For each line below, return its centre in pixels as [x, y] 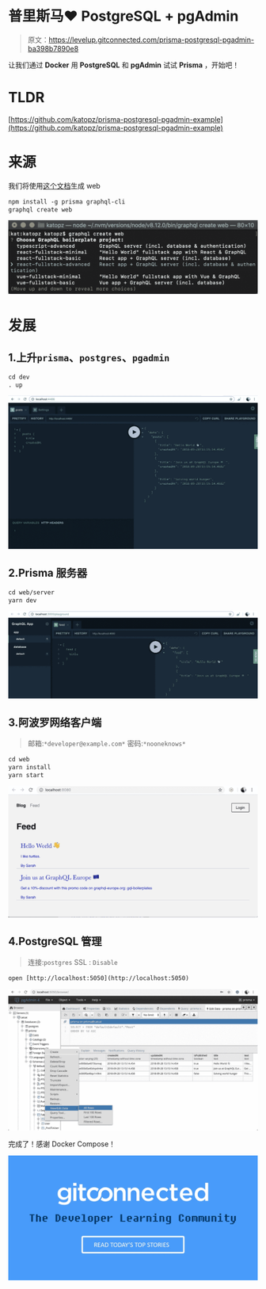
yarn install [30, 767]
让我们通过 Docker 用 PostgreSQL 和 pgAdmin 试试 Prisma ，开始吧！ [124, 65]
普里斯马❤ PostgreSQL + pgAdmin [123, 16]
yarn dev [23, 601]
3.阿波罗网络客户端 [55, 723]
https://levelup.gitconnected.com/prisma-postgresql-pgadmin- [152, 40]
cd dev [19, 377]
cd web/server [32, 593]
